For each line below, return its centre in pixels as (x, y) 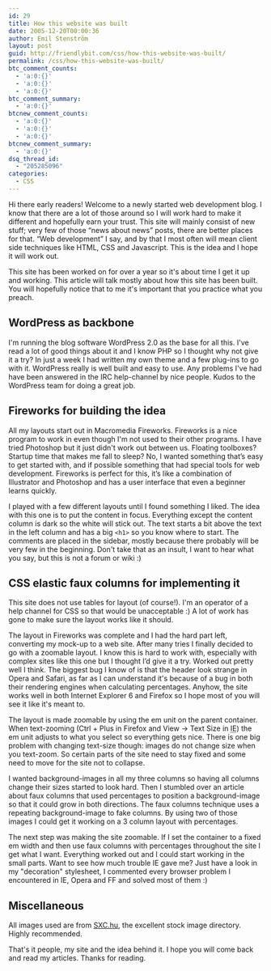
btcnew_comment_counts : (49, 114)
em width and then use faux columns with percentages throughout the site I (135, 846)
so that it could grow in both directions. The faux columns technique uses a (134, 804)
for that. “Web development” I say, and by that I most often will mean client (133, 239)
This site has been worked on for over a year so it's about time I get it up (129, 271)
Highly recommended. (45, 934)
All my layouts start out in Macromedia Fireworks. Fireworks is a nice (123, 430)
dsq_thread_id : (34, 159)
